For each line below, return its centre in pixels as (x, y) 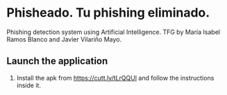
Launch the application (57, 61)
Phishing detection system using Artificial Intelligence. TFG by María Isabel (113, 32)
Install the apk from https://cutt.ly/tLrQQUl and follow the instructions (115, 78)
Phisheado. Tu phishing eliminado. (108, 13)
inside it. (28, 85)
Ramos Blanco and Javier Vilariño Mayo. (64, 39)
